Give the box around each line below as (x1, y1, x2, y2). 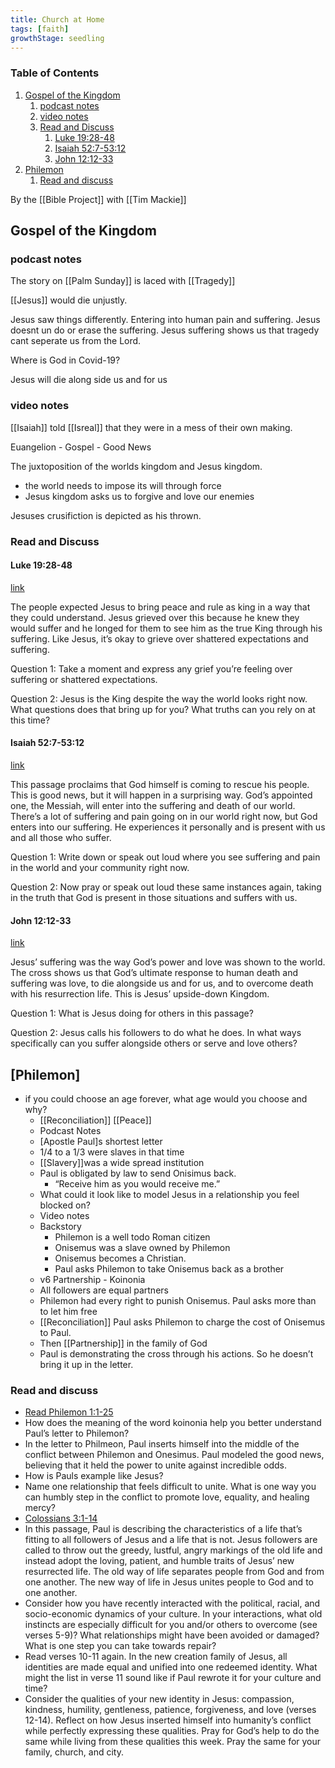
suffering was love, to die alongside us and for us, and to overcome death (10, 977, 314, 990)
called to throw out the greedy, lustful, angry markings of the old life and (24, 1544, 323, 1556)
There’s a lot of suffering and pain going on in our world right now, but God (10, 810, 318, 822)
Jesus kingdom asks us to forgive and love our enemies (24, 490, 255, 502)
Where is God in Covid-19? (10, 354, 121, 366)
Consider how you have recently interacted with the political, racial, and (24, 1597, 321, 1610)
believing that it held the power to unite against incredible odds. (24, 1459, 287, 1471)
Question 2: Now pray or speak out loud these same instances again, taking (10, 881, 322, 893)
